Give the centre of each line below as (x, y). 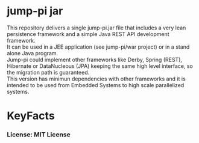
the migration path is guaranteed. (48, 72)
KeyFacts (31, 116)
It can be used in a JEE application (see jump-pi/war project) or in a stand (98, 47)
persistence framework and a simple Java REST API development (88, 34)
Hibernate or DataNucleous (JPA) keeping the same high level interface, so (100, 66)
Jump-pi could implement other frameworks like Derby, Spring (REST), (95, 59)
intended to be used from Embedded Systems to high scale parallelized (96, 85)
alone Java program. (33, 53)
